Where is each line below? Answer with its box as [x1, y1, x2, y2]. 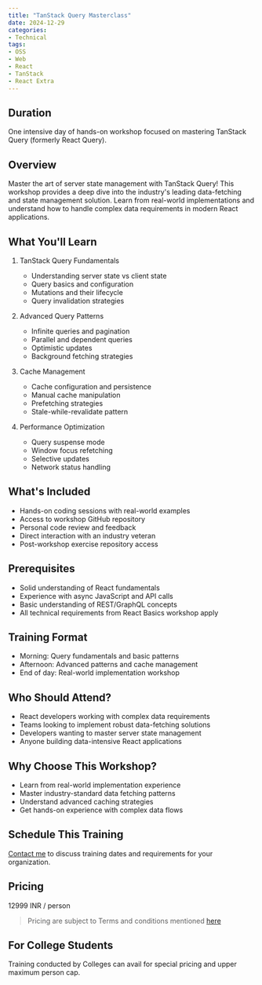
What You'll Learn [8, 235, 97, 248]
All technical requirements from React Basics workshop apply [19, 607, 219, 617]
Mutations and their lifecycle [31, 287, 123, 297]
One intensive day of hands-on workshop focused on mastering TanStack [8, 127, 247, 137]
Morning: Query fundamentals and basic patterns [19, 651, 180, 661]
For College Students [8, 939, 114, 952]
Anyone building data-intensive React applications [19, 737, 182, 746]
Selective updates [31, 454, 90, 463]
